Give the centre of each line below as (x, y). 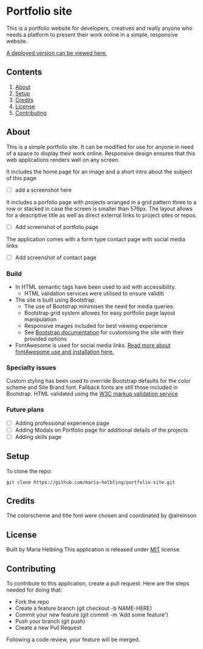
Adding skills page (38, 437)
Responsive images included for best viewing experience (96, 326)
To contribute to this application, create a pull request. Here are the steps (98, 584)
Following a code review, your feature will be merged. (73, 640)
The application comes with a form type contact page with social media (96, 239)
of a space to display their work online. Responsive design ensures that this (101, 153)
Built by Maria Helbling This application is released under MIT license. (94, 549)
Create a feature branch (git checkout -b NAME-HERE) (84, 608)
